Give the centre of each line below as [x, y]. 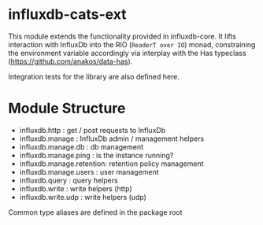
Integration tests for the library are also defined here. [94, 76]
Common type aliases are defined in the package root [95, 212]
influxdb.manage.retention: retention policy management [111, 164]
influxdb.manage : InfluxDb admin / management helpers [112, 138]
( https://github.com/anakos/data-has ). [70, 61]
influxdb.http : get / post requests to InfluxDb [93, 130]
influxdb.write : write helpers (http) [76, 188]
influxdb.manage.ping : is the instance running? [96, 155]
